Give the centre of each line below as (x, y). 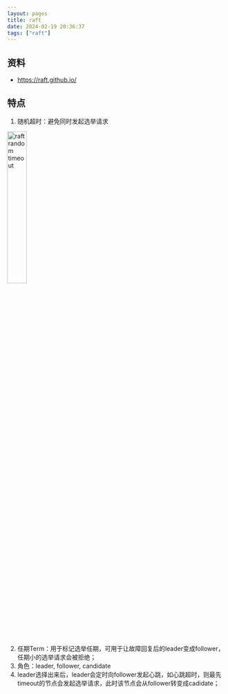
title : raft (24, 20)
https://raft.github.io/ (47, 80)
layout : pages (28, 14)
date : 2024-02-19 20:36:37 (46, 26)
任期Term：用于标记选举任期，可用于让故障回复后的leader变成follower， (121, 648)
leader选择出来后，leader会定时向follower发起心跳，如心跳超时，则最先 (119, 674)
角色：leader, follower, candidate (64, 666)
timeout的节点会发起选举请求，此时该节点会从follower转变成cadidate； (118, 683)
